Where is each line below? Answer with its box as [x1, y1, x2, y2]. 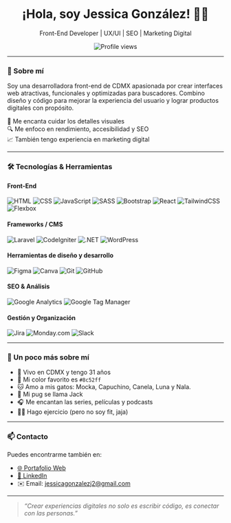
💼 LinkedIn [16, 471, 47, 480]
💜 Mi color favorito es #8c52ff [16, 375, 102, 384]
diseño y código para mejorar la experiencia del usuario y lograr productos [7, 97, 219, 105]
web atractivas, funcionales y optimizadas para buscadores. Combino [7, 89, 205, 97]
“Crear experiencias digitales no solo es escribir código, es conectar [23, 502, 219, 510]
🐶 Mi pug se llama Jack [16, 390, 83, 399]
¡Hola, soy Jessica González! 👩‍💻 [21, 6, 210, 22]
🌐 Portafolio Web [16, 464, 67, 472]
